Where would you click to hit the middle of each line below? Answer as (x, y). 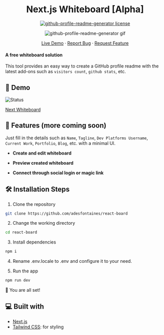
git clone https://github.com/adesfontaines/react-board (67, 214)
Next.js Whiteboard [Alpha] (85, 9)
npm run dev (18, 281)
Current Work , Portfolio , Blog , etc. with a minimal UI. (60, 143)
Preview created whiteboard (43, 163)
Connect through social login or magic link (58, 173)
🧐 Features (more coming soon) (56, 126)
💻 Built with (25, 307)
